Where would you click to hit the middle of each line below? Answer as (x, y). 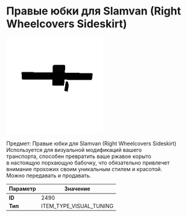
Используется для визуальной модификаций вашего (74, 149)
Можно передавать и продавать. (49, 175)
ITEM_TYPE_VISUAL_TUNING (77, 206)
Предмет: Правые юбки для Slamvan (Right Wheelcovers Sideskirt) (91, 143)
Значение (77, 189)
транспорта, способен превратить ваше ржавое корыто (79, 156)
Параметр (22, 189)
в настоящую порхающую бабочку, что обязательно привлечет (88, 162)
